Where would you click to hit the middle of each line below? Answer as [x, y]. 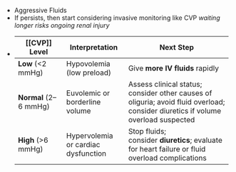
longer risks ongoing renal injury [62, 25]
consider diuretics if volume [175, 111]
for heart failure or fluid [167, 149]
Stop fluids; [147, 131]
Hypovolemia [88, 64]
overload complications [167, 158]
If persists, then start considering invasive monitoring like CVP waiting [117, 18]
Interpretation [94, 47]
